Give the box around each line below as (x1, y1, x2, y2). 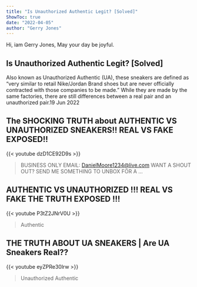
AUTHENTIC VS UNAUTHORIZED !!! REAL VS (6, 185, 173, 195)
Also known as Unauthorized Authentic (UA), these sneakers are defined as (6, 74, 189, 81)
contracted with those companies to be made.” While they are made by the (6, 87, 188, 94)
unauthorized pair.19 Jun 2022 (6, 99, 80, 106)
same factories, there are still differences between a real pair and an (6, 93, 172, 100)
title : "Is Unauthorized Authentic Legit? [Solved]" (6, 8, 138, 15)
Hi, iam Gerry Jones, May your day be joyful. (6, 41, 115, 48)
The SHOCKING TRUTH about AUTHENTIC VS (6, 116, 178, 126)
